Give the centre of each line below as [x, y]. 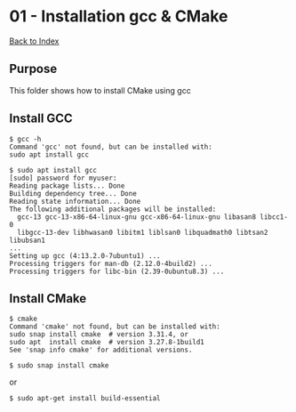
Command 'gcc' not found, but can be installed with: [111, 147]
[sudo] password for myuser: [63, 178]
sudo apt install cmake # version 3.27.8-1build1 [107, 343]
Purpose [33, 69]
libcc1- [274, 217]
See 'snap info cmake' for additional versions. [101, 350]
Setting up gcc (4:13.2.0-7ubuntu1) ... [85, 255]
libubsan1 [28, 240]
